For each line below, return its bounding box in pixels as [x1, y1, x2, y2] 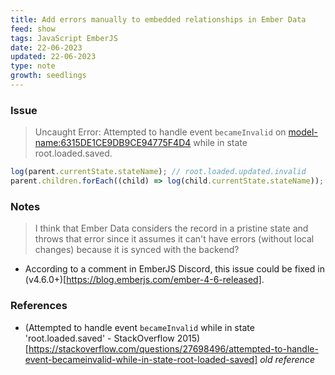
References [10, 299, 68, 313]
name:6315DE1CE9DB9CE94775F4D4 [34, 137, 192, 149]
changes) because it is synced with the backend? [34, 244, 240, 256]
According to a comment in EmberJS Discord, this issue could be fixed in [24, 263, 325, 275]
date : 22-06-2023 [10, 42, 83, 53]
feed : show [10, 24, 56, 34]
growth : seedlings [10, 71, 87, 81]
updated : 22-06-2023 [10, 52, 97, 62]
